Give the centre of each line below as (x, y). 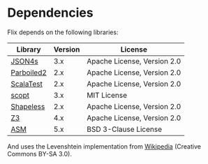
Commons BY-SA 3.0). (39, 154)
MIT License (107, 95)
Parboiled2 (29, 73)
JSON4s (24, 61)
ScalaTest (27, 84)
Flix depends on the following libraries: (63, 32)
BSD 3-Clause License (125, 129)
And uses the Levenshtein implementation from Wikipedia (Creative (104, 146)
